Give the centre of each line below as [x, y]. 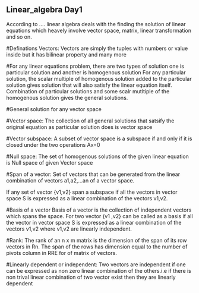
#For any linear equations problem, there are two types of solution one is [95, 66]
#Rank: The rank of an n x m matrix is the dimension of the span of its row [97, 240]
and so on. [19, 37]
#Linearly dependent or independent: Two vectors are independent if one [96, 264]
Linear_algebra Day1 [45, 10]
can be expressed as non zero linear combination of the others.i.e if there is [99, 270]
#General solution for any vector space [54, 109]
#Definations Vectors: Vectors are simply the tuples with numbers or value [97, 48]
